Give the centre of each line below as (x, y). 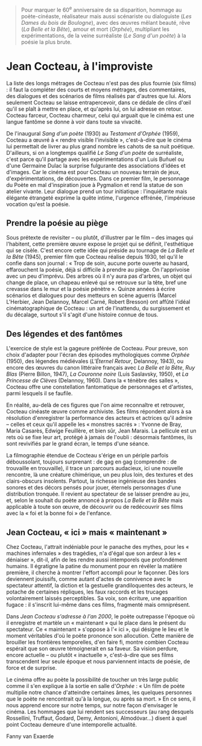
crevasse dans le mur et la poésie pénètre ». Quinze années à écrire (91, 289)
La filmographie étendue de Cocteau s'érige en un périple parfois (87, 456)
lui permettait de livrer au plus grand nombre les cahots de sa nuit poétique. (100, 146)
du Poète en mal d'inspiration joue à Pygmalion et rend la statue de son (95, 185)
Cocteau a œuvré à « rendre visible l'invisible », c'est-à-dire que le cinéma (99, 140)
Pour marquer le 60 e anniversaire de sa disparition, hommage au (101, 9)
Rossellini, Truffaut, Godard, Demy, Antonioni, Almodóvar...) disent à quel (96, 718)
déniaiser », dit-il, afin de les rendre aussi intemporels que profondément (97, 560)
